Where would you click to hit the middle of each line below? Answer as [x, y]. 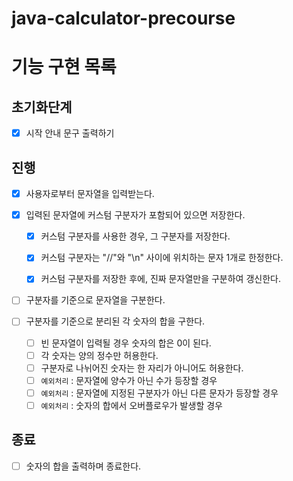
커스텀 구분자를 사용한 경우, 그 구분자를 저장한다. [135, 236]
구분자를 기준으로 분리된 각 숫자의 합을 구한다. [115, 321]
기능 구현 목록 [64, 67]
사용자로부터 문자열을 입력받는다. [90, 194]
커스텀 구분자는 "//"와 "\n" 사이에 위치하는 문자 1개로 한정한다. [162, 258]
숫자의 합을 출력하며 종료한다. [83, 466]
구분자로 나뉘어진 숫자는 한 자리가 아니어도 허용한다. [142, 368]
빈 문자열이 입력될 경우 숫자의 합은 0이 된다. [126, 343]
